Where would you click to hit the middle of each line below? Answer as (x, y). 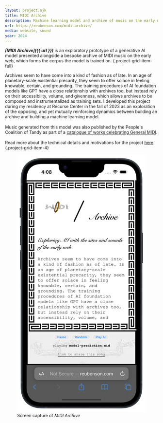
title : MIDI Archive (26, 15)
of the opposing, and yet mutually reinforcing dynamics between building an (81, 111)
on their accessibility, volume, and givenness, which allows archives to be (79, 96)
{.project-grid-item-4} (27, 148)
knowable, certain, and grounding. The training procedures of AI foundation (81, 86)
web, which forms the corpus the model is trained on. (58, 61)
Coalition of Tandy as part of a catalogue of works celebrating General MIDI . (81, 132)
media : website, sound (28, 31)
